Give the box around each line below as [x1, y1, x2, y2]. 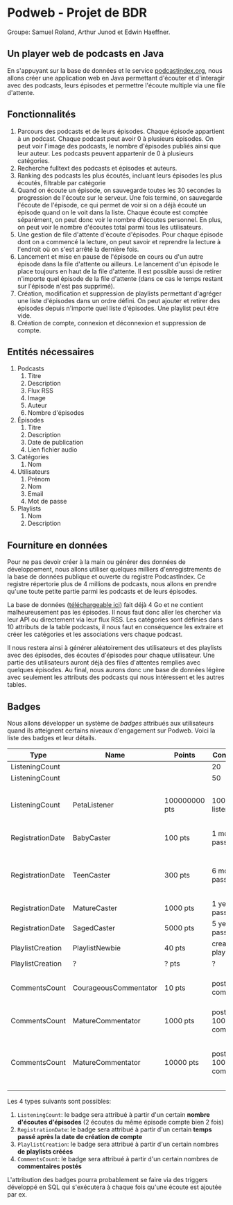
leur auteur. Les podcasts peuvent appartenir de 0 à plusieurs [17, 149, 194, 157]
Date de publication [27, 438, 84, 447]
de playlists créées [17, 1147, 74, 1156]
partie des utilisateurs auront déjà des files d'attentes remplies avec [7, 658, 201, 667]
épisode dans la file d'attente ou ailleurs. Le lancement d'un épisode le [17, 259, 220, 268]
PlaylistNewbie [72, 943, 121, 952]
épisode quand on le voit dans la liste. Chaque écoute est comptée [17, 208, 208, 216]
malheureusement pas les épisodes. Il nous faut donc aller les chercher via [7, 608, 221, 617]
